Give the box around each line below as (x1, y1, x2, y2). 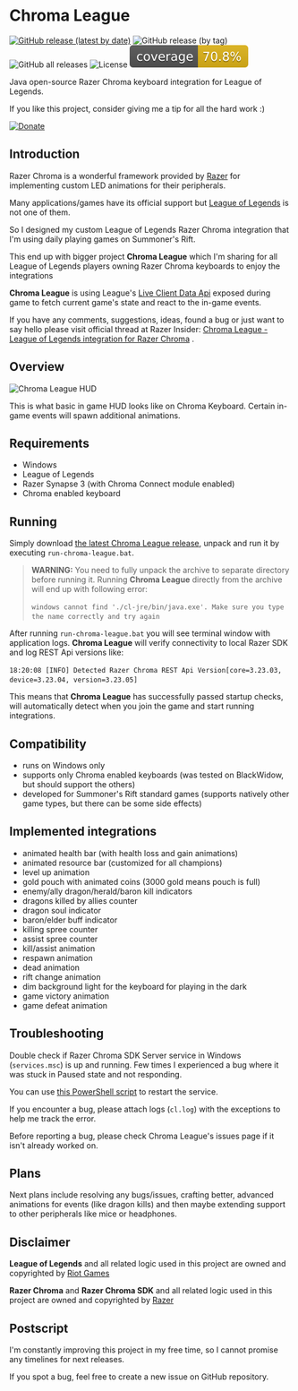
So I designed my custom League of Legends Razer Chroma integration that (9, 224, 289, 235)
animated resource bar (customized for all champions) (21, 857, 223, 868)
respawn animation (21, 952, 93, 963)
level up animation (21, 866, 90, 878)
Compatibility (9, 736, 87, 751)
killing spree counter (21, 923, 98, 934)
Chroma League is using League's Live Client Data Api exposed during (9, 288, 271, 298)
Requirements (9, 435, 89, 451)
